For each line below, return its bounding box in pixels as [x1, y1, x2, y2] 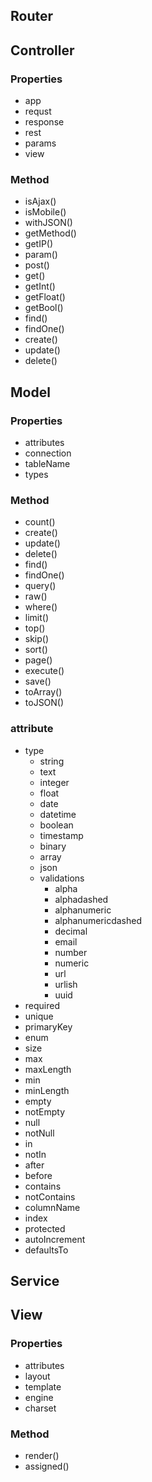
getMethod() [24, 227, 77, 239]
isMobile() [24, 206, 67, 218]
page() [24, 654, 53, 666]
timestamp [39, 829, 84, 841]
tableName [24, 458, 71, 470]
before [24, 1169, 53, 1181]
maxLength [24, 1063, 72, 1075]
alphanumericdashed [54, 914, 142, 926]
